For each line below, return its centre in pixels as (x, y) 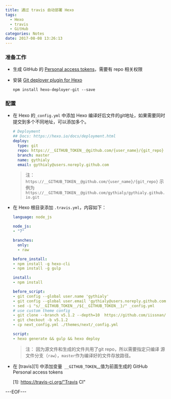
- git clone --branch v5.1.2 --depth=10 (56, 315)
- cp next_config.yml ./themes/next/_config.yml (65, 325)
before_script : (29, 292)
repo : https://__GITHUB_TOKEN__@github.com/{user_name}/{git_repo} (91, 150)
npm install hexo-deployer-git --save (54, 90)
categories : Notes (25, 34)
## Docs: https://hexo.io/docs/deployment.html (64, 136)
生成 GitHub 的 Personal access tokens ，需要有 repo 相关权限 (78, 69)
